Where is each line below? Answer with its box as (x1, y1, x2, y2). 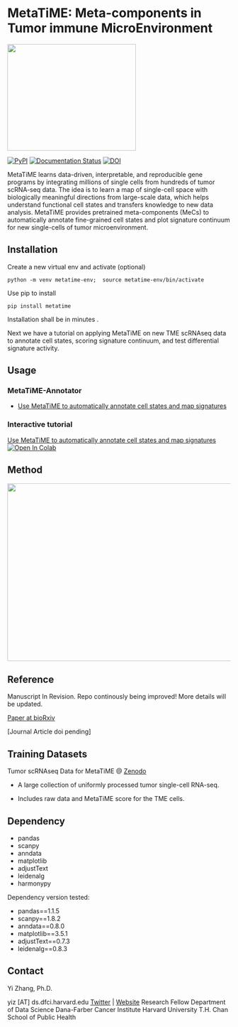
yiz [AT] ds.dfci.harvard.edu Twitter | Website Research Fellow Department (7, 997, 226, 1006)
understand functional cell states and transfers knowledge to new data (7, 200, 214, 209)
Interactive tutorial (7, 419, 73, 429)
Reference (7, 673, 55, 685)
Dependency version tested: (7, 893, 90, 901)
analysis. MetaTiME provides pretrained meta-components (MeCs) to (7, 208, 210, 216)
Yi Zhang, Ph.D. (7, 984, 52, 992)
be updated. (7, 700, 43, 709)
